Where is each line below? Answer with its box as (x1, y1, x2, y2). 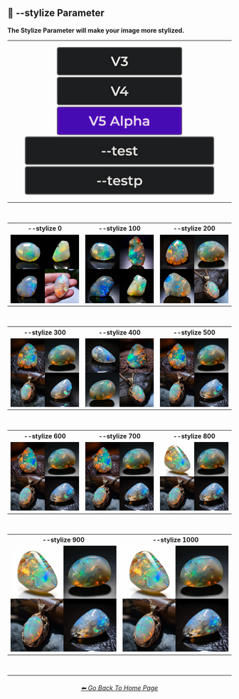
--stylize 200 (173, 224, 216, 233)
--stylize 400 (98, 328, 141, 337)
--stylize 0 (27, 224, 63, 233)
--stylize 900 (42, 535, 85, 545)
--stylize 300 (23, 328, 66, 337)
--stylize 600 (23, 431, 66, 440)
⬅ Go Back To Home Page (80, 684, 159, 693)
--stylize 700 (98, 431, 141, 440)
